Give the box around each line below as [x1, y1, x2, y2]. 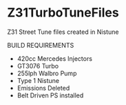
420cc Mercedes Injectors [17, 54, 93, 63]
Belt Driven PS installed [17, 91, 84, 99]
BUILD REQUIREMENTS [7, 41, 74, 49]
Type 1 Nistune [17, 76, 60, 84]
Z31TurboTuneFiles [7, 5, 119, 21]
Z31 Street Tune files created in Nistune [7, 28, 119, 36]
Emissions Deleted [17, 84, 70, 92]
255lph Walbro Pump [17, 69, 77, 77]
